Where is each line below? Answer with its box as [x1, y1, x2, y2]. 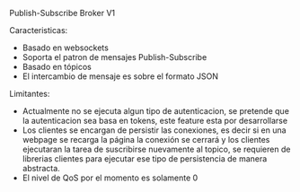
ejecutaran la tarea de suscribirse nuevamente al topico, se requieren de [22, 144, 291, 154]
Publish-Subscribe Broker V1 [9, 8, 116, 18]
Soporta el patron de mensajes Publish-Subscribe [22, 52, 207, 62]
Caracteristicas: [9, 25, 68, 35]
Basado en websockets [22, 42, 110, 53]
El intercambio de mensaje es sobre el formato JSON [22, 71, 218, 82]
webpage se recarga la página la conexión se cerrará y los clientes [22, 135, 270, 144]
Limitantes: [9, 89, 50, 99]
